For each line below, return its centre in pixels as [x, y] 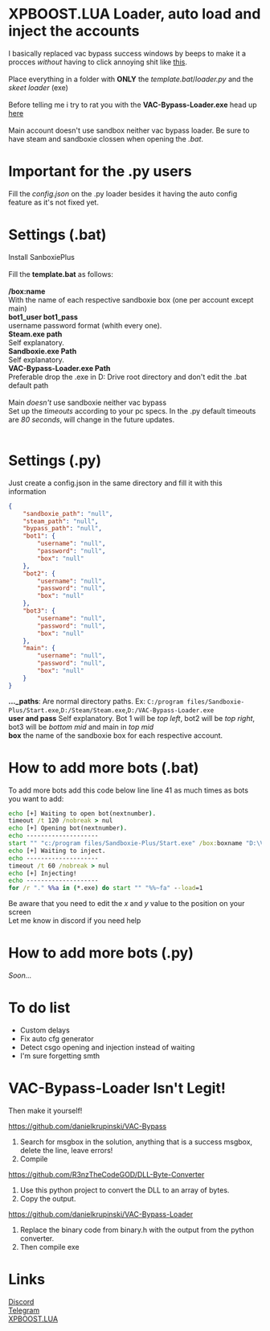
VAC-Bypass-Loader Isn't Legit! [117, 1088]
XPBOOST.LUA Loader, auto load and [135, 14]
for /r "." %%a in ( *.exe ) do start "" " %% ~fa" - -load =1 [106, 888]
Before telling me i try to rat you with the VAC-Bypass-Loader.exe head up [133, 105]
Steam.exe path [35, 334]
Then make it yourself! [45, 1111]
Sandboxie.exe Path [43, 351]
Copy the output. [48, 1199]
